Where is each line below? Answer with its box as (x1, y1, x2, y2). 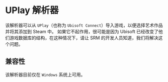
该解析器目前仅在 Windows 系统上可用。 (5, 71, 86, 77)
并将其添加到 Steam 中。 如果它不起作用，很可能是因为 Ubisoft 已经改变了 (5, 28, 158, 34)
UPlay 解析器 (5, 5, 59, 16)
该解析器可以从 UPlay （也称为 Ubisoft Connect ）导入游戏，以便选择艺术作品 (5, 22, 163, 28)
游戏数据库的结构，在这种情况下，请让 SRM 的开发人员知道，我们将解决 (9, 35, 158, 41)
